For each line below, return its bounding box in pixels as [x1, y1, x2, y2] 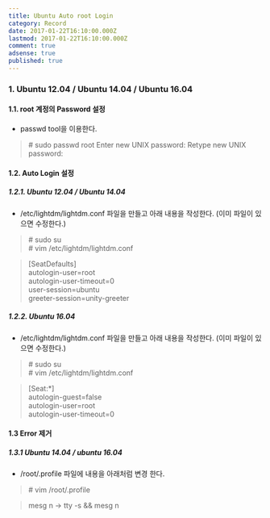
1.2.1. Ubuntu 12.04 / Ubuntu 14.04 [8, 187, 127, 197]
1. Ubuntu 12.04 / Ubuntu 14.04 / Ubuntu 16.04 [8, 83, 193, 94]
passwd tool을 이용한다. [19, 124, 98, 133]
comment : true [8, 42, 56, 50]
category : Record [8, 19, 67, 27]
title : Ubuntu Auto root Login [8, 11, 114, 20]
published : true [8, 57, 63, 65]
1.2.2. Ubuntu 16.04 [8, 311, 76, 321]
